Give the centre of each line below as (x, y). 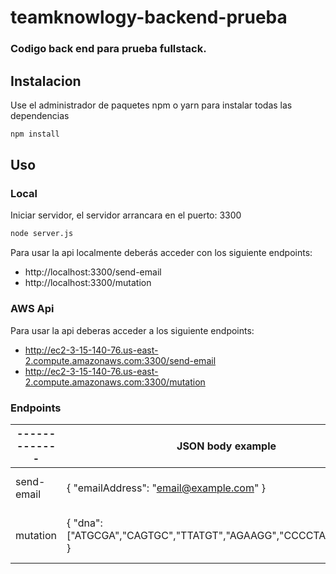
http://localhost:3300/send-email (93, 272)
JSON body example (226, 446)
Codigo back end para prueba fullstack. (108, 49)
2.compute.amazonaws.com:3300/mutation (115, 382)
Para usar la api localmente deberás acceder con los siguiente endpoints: (161, 253)
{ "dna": (84, 523)
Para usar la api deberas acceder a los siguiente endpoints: (132, 330)
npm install (35, 134)
